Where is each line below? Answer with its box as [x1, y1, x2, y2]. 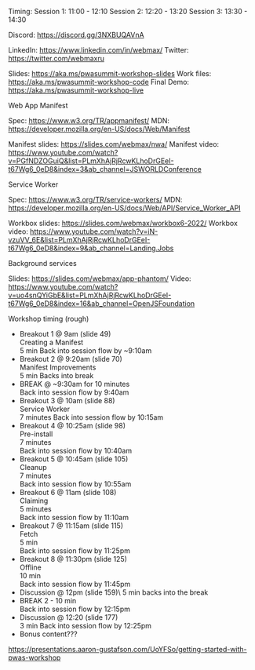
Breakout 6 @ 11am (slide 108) [19, 488, 117, 497]
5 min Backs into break [19, 371, 94, 380]
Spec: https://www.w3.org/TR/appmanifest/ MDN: [8, 116, 170, 125]
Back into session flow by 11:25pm [19, 546, 131, 555]
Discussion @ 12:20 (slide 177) [19, 613, 118, 622]
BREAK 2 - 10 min [19, 596, 77, 605]
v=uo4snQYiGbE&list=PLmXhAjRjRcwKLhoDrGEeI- [8, 290, 172, 300]
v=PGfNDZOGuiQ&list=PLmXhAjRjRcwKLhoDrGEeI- [8, 156, 174, 166]
